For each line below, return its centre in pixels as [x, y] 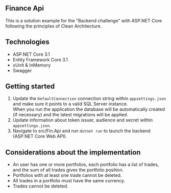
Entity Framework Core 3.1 [40, 59]
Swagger [22, 70]
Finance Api [25, 8]
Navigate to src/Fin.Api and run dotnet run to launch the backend [81, 131]
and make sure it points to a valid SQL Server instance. [70, 104]
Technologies [28, 42]
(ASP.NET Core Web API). [40, 136]
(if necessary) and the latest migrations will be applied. [70, 115]
